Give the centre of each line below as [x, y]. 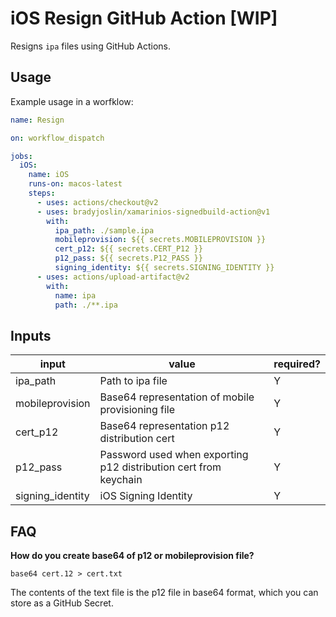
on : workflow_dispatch [57, 138]
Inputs [31, 335]
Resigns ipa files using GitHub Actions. [90, 46]
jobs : [21, 156]
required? [297, 364]
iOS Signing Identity [146, 496]
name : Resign [37, 120]
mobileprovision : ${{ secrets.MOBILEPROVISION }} [160, 240]
